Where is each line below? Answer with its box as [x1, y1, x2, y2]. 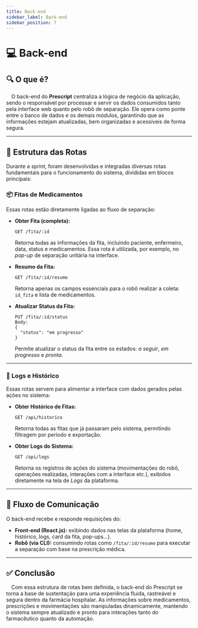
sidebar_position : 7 [6, 19, 57, 25]
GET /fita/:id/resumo [14, 275, 68, 281]
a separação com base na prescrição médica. [14, 545, 126, 552]
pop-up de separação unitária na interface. [14, 252, 120, 259]
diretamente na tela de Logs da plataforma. [14, 477, 120, 484]
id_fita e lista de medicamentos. [14, 291, 96, 298]
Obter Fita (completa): [14, 217, 71, 224]
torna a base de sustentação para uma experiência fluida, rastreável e [6, 590, 176, 597]
